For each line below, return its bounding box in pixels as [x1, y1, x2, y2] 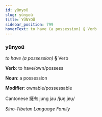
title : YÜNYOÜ [5, 17, 36, 22]
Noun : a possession [5, 75, 47, 81]
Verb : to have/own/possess [5, 65, 64, 71]
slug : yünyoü [5, 12, 33, 17]
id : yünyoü [5, 7, 29, 13]
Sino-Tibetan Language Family [5, 106, 70, 112]
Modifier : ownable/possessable [5, 85, 72, 91]
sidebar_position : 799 [5, 22, 54, 27]
